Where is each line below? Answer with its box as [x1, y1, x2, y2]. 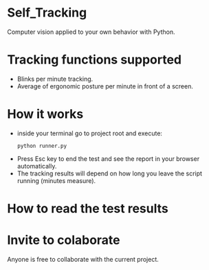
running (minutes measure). [16, 176, 96, 184]
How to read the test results [7, 201, 168, 216]
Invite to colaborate [7, 233, 120, 248]
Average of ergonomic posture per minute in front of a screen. [16, 81, 194, 90]
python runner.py [16, 142, 67, 149]
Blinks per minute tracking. [16, 75, 93, 83]
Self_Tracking [7, 5, 87, 21]
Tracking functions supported [7, 52, 182, 68]
